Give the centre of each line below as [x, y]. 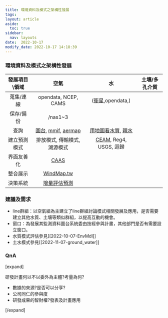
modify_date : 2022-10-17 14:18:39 [41, 47]
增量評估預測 [58, 183]
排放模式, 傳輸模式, [58, 139]
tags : [11, 14]
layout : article [22, 19]
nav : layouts [23, 38]
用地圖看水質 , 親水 [111, 130]
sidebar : [14, 33]
